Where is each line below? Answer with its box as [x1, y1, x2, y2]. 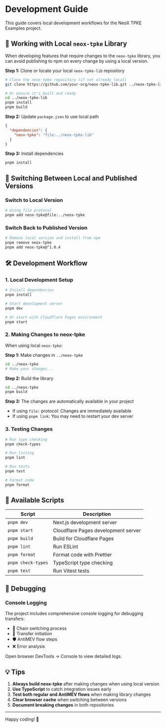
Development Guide [5, 3, 88, 15]
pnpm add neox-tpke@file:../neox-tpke [5, 212, 85, 217]
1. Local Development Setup [5, 276, 73, 283]
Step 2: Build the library [5, 375, 53, 381]
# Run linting [5, 451, 35, 456]
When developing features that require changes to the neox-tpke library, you [5, 53, 161, 59]
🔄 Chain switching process [12, 625, 67, 631]
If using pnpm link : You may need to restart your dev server [12, 413, 133, 419]
